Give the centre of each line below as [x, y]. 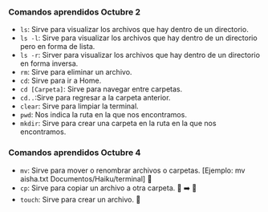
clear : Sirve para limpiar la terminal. [79, 106]
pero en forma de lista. [57, 47]
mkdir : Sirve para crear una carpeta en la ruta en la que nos [118, 124]
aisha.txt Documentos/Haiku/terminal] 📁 [86, 178]
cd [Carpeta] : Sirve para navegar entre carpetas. [101, 89]
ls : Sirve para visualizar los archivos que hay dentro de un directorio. [134, 30]
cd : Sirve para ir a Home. [61, 81]
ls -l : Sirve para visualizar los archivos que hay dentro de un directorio [139, 38]
